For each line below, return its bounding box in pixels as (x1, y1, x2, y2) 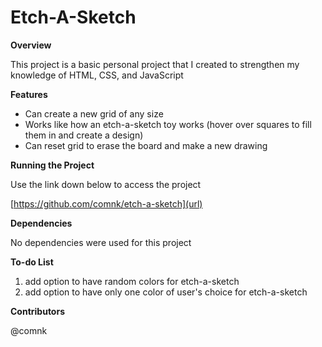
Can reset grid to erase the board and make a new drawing (24, 139, 268, 151)
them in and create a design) (24, 129, 144, 141)
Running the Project (10, 159, 95, 171)
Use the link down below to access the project (10, 178, 202, 190)
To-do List (10, 256, 54, 268)
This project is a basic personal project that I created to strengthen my (10, 58, 300, 70)
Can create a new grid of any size (24, 107, 164, 120)
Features (10, 88, 48, 100)
